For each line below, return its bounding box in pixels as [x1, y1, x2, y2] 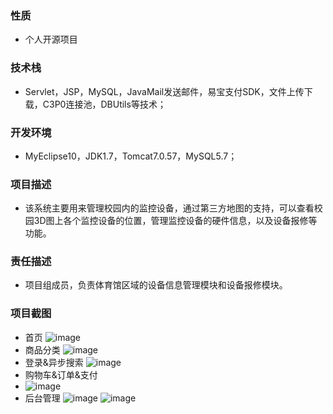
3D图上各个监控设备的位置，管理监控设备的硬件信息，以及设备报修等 [33, 215, 318, 227]
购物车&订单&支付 [24, 368, 98, 381]
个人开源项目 [24, 33, 78, 46]
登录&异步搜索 [24, 356, 84, 368]
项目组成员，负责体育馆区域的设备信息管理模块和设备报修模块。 [24, 279, 288, 291]
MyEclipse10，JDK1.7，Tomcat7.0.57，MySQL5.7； [24, 150, 238, 162]
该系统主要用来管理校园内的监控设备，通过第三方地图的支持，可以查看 [24, 202, 315, 214]
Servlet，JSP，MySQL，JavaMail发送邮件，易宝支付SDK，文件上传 [24, 85, 305, 97]
